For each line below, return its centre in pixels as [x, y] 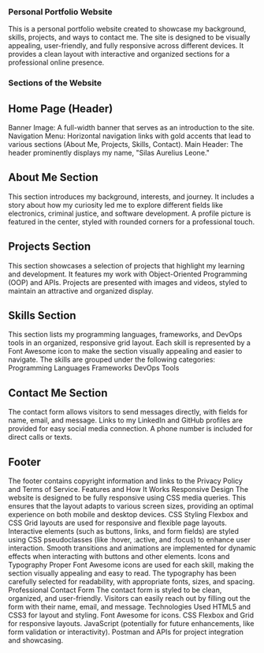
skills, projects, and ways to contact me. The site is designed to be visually [129, 37]
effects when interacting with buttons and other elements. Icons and [119, 557]
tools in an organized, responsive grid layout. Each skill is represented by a [129, 343]
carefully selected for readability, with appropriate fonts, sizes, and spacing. [132, 582]
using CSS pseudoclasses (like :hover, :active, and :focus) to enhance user [129, 540]
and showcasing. [36, 640]
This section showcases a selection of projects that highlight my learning [126, 265]
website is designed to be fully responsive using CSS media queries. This [127, 498]
